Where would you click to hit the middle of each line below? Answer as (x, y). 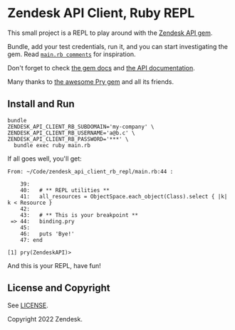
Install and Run (41, 104)
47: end (31, 240)
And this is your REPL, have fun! (54, 265)
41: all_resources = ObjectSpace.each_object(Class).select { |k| (124, 196)
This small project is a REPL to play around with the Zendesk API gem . (110, 33)
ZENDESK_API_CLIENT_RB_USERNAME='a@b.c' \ (71, 133)
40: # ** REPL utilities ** (65, 190)
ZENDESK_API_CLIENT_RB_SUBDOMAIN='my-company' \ (81, 127)
